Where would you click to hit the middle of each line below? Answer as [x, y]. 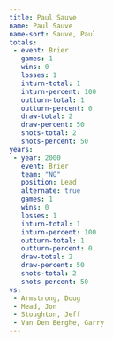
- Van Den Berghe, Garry [58, 323]
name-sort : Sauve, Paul [53, 34]
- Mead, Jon [35, 306]
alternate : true [51, 191]
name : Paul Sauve [41, 26]
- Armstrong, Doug [47, 298]
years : [21, 149]
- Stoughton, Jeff [47, 315]
